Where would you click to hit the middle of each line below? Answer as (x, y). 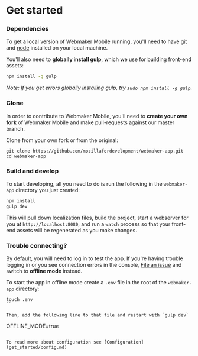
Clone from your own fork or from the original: (62, 140)
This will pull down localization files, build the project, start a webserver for (98, 218)
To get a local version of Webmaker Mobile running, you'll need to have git (97, 41)
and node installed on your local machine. (57, 48)
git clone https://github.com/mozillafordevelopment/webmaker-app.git (95, 151)
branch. (16, 128)
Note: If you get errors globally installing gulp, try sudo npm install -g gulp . (99, 88)
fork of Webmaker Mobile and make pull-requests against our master (90, 122)
